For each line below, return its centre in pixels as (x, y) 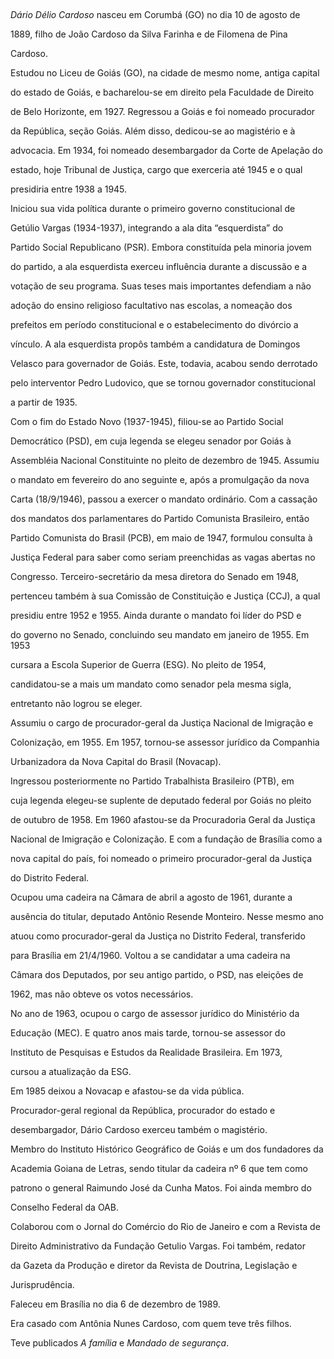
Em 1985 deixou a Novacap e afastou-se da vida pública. (127, 1091)
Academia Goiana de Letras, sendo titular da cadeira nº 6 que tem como (159, 1168)
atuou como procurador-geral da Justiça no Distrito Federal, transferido (158, 936)
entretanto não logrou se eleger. (76, 703)
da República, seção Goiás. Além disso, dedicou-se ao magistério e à (153, 131)
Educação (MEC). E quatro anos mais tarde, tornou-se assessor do (148, 1033)
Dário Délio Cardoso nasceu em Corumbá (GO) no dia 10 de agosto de (155, 14)
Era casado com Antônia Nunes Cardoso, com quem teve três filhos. (151, 1323)
